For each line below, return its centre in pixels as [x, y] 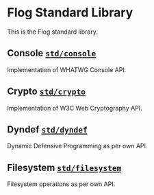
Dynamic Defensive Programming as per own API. [77, 146]
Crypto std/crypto [47, 92]
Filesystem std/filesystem [64, 167]
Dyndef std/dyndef [47, 129]
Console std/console [52, 53]
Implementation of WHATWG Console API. [67, 69]
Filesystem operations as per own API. [61, 184]
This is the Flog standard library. [52, 32]
